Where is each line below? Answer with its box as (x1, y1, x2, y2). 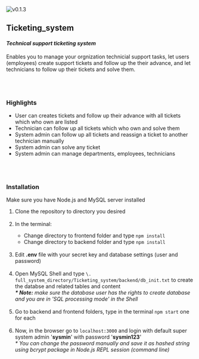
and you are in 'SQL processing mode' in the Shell (14, 295, 138, 303)
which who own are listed (14, 118, 78, 125)
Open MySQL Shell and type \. (14, 270, 92, 277)
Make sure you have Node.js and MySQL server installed (6, 196, 145, 203)
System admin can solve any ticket (14, 143, 101, 151)
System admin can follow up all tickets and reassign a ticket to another (14, 131, 188, 138)
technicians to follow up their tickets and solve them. (6, 66, 136, 73)
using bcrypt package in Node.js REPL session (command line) (14, 346, 170, 354)
